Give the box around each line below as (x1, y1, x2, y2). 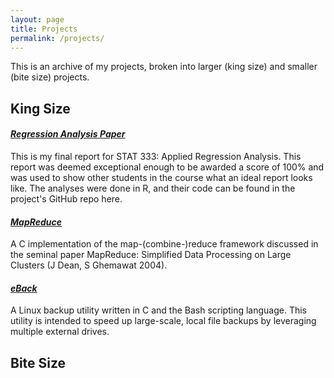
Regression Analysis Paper (10, 128, 126, 140)
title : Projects (10, 24, 78, 34)
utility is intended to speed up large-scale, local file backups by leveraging (10, 315, 317, 327)
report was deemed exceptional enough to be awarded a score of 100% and (10, 161, 325, 173)
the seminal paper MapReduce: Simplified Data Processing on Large (10, 249, 292, 261)
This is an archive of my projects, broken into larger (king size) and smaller (10, 61, 318, 73)
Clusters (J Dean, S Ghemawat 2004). (10, 259, 168, 271)
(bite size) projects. (10, 71, 90, 83)
